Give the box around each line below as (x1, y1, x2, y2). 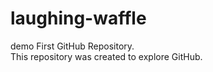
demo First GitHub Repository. (10, 40, 135, 52)
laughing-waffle (10, 7, 147, 30)
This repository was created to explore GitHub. (10, 50, 203, 62)
